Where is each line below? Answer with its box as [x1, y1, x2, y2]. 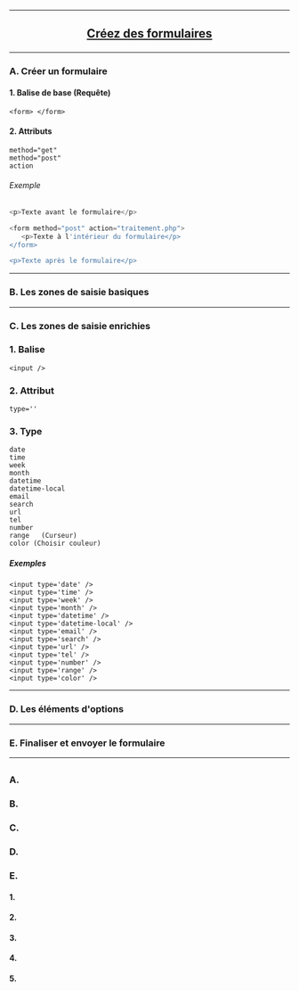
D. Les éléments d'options [9, 703, 125, 715]
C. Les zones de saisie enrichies [9, 319, 151, 332]
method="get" [9, 145, 58, 154]
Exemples [9, 558, 47, 568]
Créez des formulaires [86, 26, 213, 41]
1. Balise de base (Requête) [9, 87, 111, 98]
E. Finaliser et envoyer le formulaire [9, 737, 166, 749]
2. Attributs [9, 126, 53, 136]
